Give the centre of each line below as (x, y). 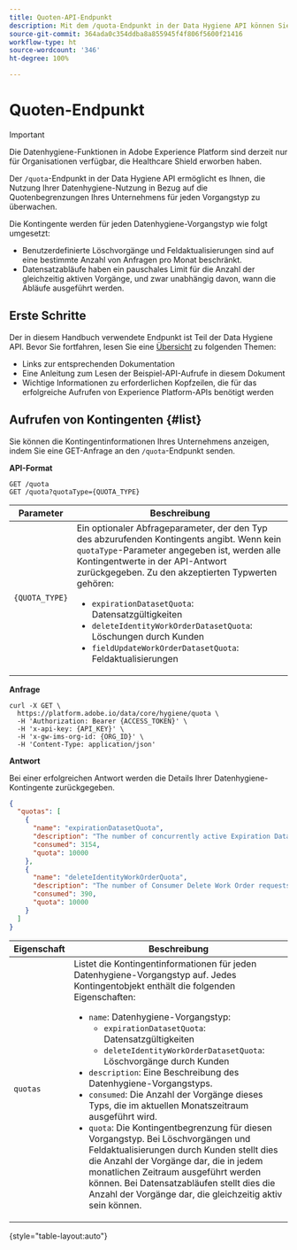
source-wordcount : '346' (55, 50)
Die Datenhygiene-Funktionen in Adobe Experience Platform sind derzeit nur (148, 151)
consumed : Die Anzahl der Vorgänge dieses (176, 1094)
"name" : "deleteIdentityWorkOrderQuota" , (110, 878)
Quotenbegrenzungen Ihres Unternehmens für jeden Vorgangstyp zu (135, 197)
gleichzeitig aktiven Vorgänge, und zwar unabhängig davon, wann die (149, 278)
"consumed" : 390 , (65, 894)
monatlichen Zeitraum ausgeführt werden (175, 1172)
